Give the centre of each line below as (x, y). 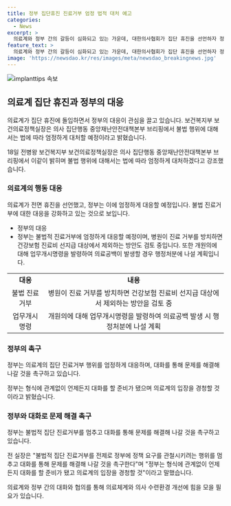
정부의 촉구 (24, 349)
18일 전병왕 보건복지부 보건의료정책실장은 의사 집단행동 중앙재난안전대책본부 (109, 152)
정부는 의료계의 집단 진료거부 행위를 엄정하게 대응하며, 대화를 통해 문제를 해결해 (113, 365)
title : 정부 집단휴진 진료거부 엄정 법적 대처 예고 (69, 13)
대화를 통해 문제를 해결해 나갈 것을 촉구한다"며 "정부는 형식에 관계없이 (113, 464)
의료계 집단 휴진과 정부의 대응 (66, 103)
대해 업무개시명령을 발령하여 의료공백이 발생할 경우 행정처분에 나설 (106, 253)
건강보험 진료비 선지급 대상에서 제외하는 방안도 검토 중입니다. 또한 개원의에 (117, 245)
